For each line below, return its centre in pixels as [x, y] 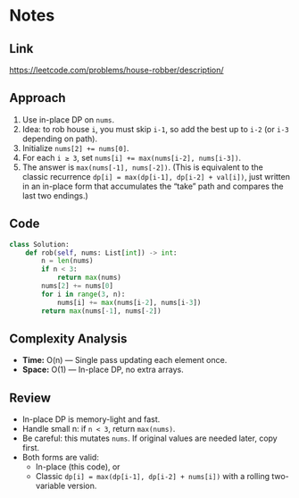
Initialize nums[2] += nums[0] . [75, 148]
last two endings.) [55, 195]
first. [31, 448]
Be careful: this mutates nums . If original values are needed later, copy [150, 438]
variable [50, 486]
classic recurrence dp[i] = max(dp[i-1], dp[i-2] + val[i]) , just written [156, 176]
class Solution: [39, 244]
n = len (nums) [67, 261]
